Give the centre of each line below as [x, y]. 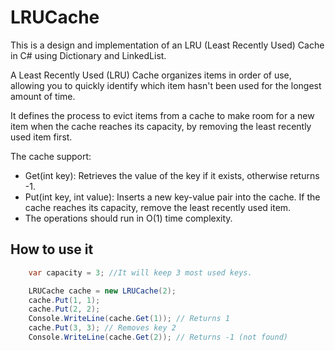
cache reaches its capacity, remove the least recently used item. [158, 207]
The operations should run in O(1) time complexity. [128, 218]
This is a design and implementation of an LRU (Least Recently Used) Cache [167, 45]
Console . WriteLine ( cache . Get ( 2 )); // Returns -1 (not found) [158, 337]
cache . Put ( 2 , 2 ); [64, 309]
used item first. [41, 137]
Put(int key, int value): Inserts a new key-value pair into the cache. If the [172, 197]
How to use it [52, 249]
